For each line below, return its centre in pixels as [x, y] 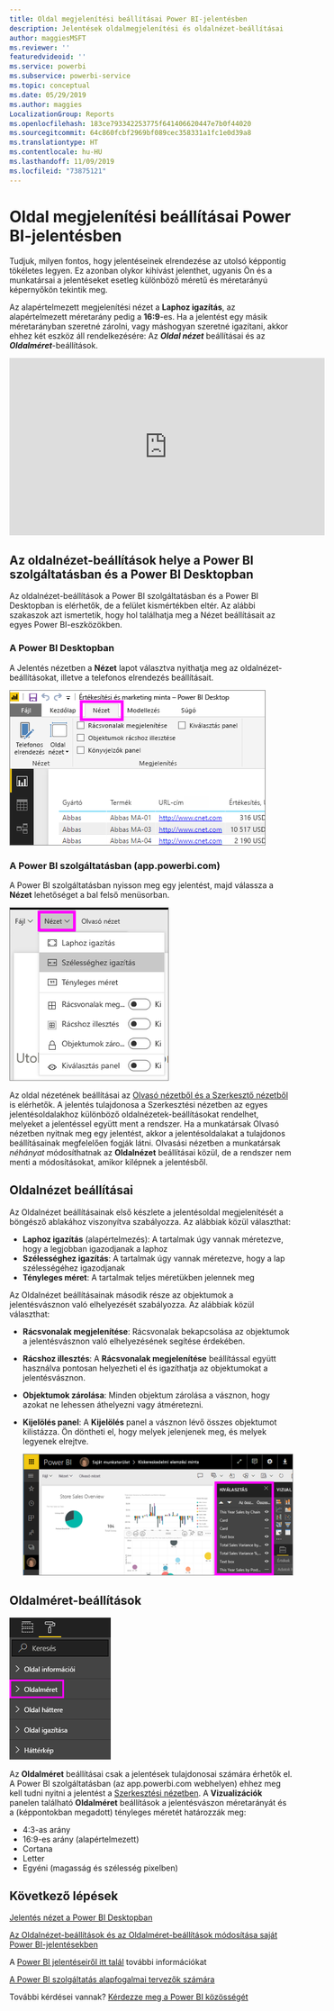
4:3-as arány [46, 1829]
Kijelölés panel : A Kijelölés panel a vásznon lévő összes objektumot [149, 1422]
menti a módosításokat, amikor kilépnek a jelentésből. [109, 1162]
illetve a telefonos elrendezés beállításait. [137, 677]
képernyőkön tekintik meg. [59, 289]
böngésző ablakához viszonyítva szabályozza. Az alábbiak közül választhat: [150, 1221]
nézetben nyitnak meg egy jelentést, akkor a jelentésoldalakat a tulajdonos [148, 1133]
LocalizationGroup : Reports [62, 114]
